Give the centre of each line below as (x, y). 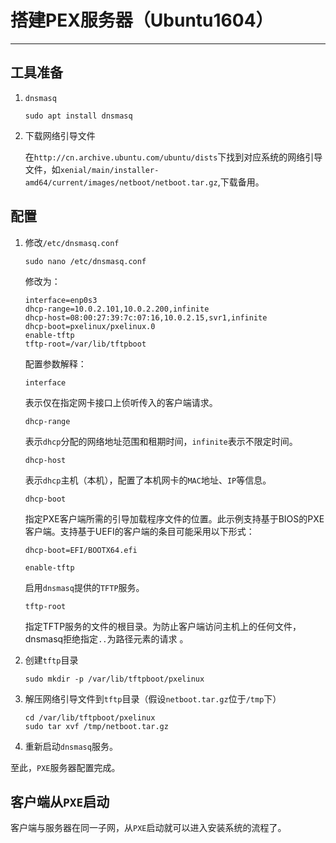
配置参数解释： (55, 363)
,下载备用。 (241, 182)
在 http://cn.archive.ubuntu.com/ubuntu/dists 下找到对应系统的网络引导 (173, 157)
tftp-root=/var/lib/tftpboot (85, 344)
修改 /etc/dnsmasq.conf (72, 242)
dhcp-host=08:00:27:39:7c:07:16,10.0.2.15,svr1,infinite (146, 317)
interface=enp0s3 (61, 300)
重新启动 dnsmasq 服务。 (71, 746)
